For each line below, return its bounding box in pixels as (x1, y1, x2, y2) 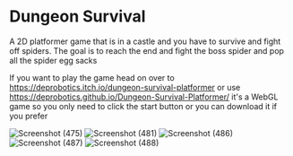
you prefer (9, 110, 48, 121)
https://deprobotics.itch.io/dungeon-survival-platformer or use (9, 82, 241, 92)
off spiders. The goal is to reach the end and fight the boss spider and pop (9, 45, 285, 56)
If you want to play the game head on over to (9, 72, 175, 82)
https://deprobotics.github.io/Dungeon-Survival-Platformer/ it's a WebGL (9, 91, 279, 102)
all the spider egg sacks (9, 55, 98, 65)
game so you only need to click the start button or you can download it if (9, 100, 278, 111)
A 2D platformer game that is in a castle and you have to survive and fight (9, 36, 281, 47)
